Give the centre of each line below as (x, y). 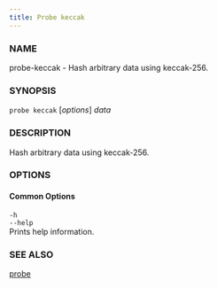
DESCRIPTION (40, 133)
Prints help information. (52, 231)
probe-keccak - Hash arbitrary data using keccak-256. (109, 67)
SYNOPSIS (33, 90)
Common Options (42, 197)
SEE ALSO (31, 254)
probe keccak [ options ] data (60, 110)
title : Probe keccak (47, 17)
